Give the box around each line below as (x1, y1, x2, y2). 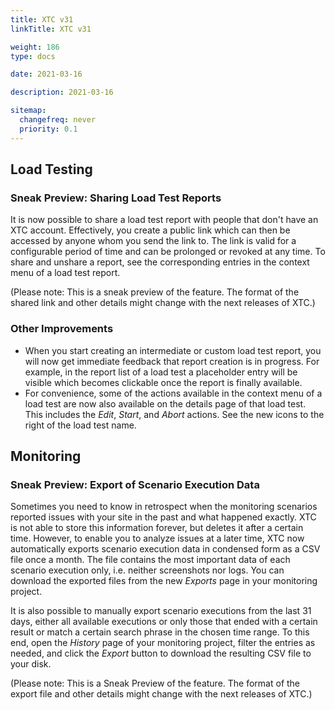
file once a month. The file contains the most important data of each (10, 554, 291, 566)
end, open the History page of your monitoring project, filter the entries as (10, 637, 316, 649)
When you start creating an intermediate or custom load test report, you (24, 344, 322, 356)
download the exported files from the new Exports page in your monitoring (10, 575, 318, 587)
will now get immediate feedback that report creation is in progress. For (24, 355, 320, 367)
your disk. (10, 658, 52, 670)
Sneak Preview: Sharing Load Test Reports (10, 191, 222, 205)
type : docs (10, 51, 56, 61)
